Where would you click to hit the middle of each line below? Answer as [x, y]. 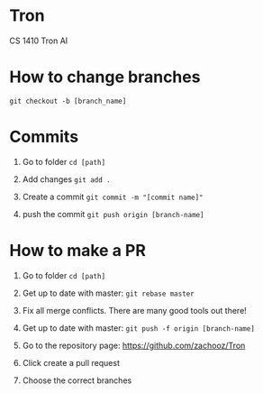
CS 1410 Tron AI [39, 41]
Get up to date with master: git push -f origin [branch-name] [138, 328]
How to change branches [105, 77]
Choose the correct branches [77, 380]
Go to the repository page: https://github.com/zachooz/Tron [134, 345]
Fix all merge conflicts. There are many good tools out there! [135, 310]
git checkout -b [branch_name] [68, 101]
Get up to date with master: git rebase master [109, 293]
